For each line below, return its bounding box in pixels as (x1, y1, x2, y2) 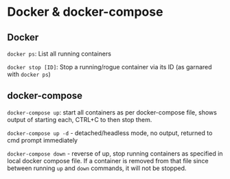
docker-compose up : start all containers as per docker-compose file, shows (7, 108, 218, 117)
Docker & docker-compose (7, 4, 163, 20)
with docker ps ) (7, 70, 51, 78)
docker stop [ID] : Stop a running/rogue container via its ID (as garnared (7, 63, 212, 71)
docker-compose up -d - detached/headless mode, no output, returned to (7, 128, 213, 137)
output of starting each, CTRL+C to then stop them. (7, 115, 152, 123)
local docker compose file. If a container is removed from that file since (7, 156, 209, 165)
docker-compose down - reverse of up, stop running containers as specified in (7, 149, 223, 158)
